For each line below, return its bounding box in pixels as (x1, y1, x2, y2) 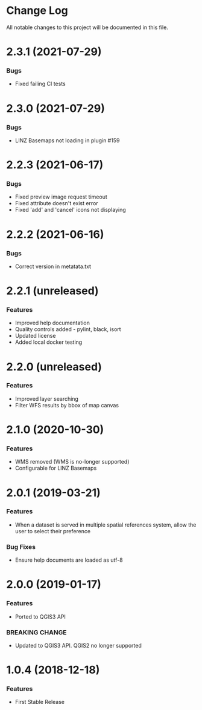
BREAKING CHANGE (6, 628, 67, 636)
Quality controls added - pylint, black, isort (14, 326, 122, 333)
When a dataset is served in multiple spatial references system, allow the (14, 521, 197, 528)
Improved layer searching (14, 395, 78, 403)
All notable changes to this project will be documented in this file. (6, 24, 169, 31)
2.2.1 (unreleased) (6, 284, 99, 298)
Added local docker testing (14, 338, 83, 346)
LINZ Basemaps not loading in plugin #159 (14, 137, 120, 144)
